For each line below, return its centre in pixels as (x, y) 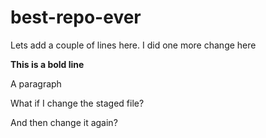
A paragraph (36, 83)
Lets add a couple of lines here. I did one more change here (133, 45)
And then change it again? (64, 122)
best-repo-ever (76, 17)
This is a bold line (47, 64)
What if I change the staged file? (77, 103)
